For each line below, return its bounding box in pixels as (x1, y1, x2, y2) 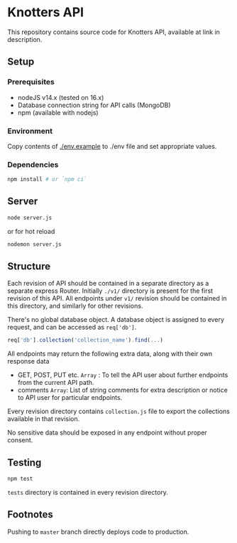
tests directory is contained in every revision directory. (7, 488, 169, 497)
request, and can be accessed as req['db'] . (7, 323, 137, 332)
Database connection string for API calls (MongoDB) (17, 101, 172, 109)
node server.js (7, 214, 53, 221)
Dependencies (7, 159, 59, 169)
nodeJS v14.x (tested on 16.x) (17, 93, 104, 101)
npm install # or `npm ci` (7, 176, 87, 183)
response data (7, 357, 50, 366)
